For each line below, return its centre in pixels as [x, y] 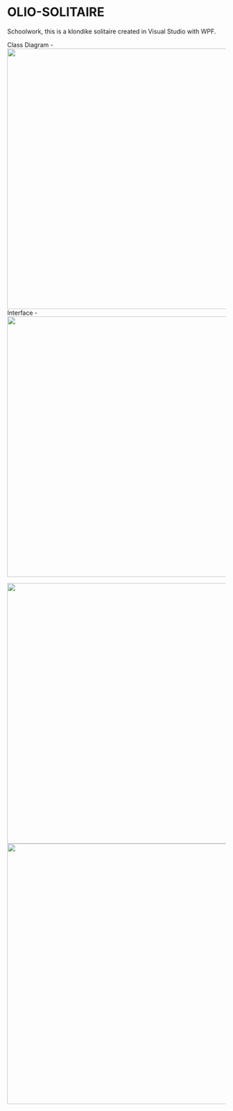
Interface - [23, 313]
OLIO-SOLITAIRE [56, 12]
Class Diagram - [30, 44]
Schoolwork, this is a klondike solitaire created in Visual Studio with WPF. [112, 31]
